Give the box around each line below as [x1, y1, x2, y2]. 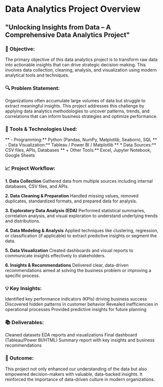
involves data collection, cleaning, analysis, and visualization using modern [5, 67, 157, 73]
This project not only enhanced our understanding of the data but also [5, 366, 147, 372]
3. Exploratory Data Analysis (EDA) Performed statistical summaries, [5, 207, 146, 213]
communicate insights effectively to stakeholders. [5, 252, 106, 258]
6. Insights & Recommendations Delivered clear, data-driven [5, 262, 129, 268]
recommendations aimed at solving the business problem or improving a [5, 267, 151, 273]
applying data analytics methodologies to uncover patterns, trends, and [5, 108, 150, 114]
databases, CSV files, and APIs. [5, 183, 69, 189]
